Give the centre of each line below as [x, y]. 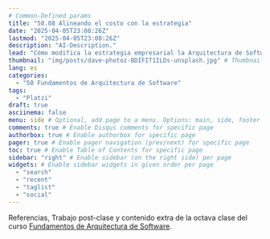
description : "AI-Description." [62, 46]
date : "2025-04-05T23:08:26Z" [59, 30]
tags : [17, 90]
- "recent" [34, 180]
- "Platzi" [34, 98]
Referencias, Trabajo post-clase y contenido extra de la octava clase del [128, 217]
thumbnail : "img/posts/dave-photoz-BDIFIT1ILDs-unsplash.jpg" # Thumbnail [136, 61]
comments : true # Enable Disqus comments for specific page [111, 128]
